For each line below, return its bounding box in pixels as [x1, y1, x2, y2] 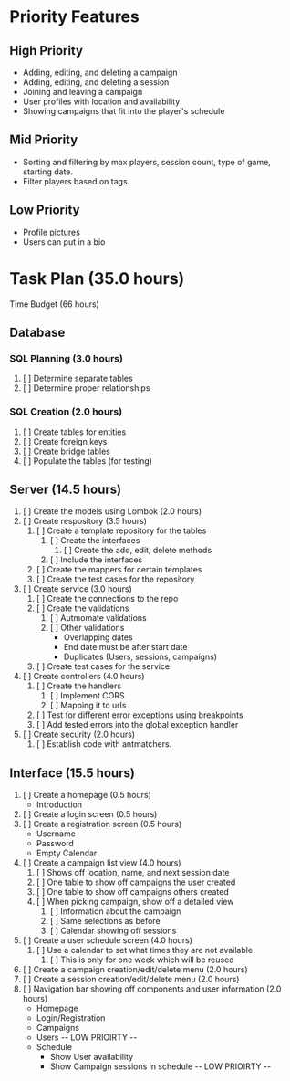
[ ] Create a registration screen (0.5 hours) [22, 819, 182, 830]
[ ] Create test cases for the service [36, 661, 171, 672]
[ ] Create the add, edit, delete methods [63, 545, 212, 556]
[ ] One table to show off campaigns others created [36, 887, 230, 897]
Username [36, 828, 76, 839]
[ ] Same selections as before [49, 916, 161, 927]
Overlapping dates [63, 632, 134, 643]
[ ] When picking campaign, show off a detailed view [36, 897, 234, 908]
